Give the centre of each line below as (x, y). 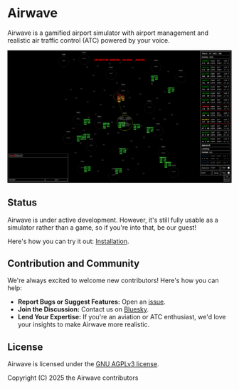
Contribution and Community (74, 263)
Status (22, 203)
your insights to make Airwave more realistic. (84, 324)
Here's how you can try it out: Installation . (68, 241)
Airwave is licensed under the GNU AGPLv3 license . (83, 364)
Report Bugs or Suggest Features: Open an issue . (91, 302)
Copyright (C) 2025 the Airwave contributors (73, 378)
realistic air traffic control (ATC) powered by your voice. (89, 40)
